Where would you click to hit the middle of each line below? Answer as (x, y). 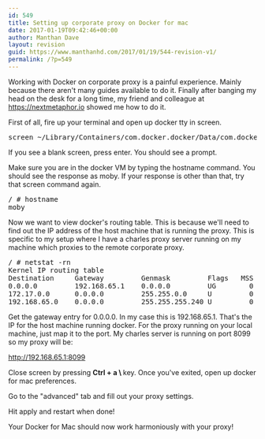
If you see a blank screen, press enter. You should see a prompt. (113, 152)
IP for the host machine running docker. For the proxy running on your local (130, 325)
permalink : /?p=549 (40, 60)
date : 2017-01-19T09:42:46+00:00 (63, 30)
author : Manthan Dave (44, 37)
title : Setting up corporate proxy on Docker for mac (99, 23)
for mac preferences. (43, 381)
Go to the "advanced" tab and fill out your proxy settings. (101, 396)
